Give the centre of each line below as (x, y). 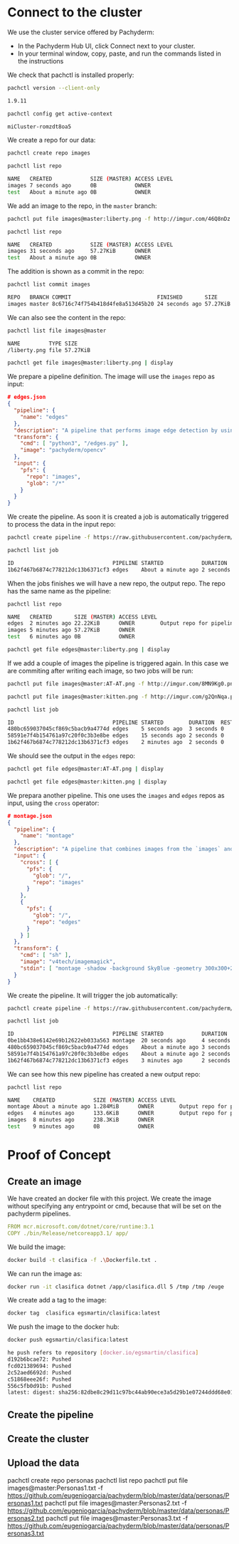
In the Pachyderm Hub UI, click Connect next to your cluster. (106, 46)
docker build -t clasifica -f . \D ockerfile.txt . (83, 1260)
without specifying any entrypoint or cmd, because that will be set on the (115, 1206)
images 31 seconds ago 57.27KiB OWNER (79, 251)
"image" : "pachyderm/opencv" (63, 450)
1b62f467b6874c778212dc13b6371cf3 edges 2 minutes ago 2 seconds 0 (116, 742)
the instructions (41, 61)
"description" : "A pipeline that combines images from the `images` (117, 849)
